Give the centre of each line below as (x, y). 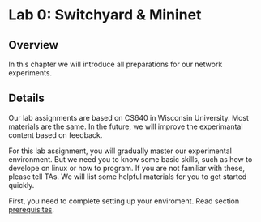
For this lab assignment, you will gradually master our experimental (120, 151)
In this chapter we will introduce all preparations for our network (116, 64)
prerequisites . (32, 209)
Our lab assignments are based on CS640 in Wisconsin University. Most (129, 117)
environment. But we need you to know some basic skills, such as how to (130, 159)
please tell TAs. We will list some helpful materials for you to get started (128, 177)
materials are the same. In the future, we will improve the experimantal (126, 126)
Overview (34, 45)
